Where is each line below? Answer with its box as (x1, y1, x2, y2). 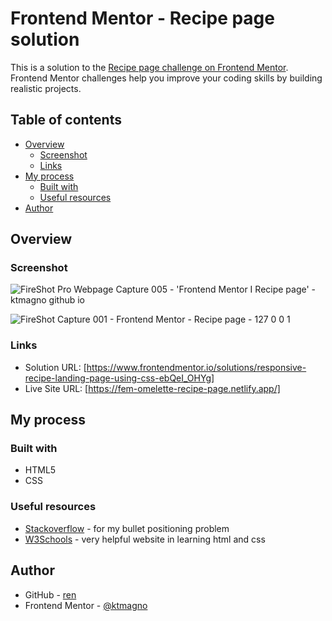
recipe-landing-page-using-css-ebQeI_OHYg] (24, 372, 215, 384)
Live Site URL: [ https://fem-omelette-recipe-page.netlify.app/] (24, 382, 281, 394)
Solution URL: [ (24, 361, 87, 373)
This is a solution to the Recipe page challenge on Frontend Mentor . (10, 61, 289, 73)
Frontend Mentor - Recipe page (10, 7, 275, 30)
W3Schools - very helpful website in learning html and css (24, 533, 266, 545)
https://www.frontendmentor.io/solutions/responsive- (86, 361, 307, 373)
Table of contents (10, 112, 122, 129)
